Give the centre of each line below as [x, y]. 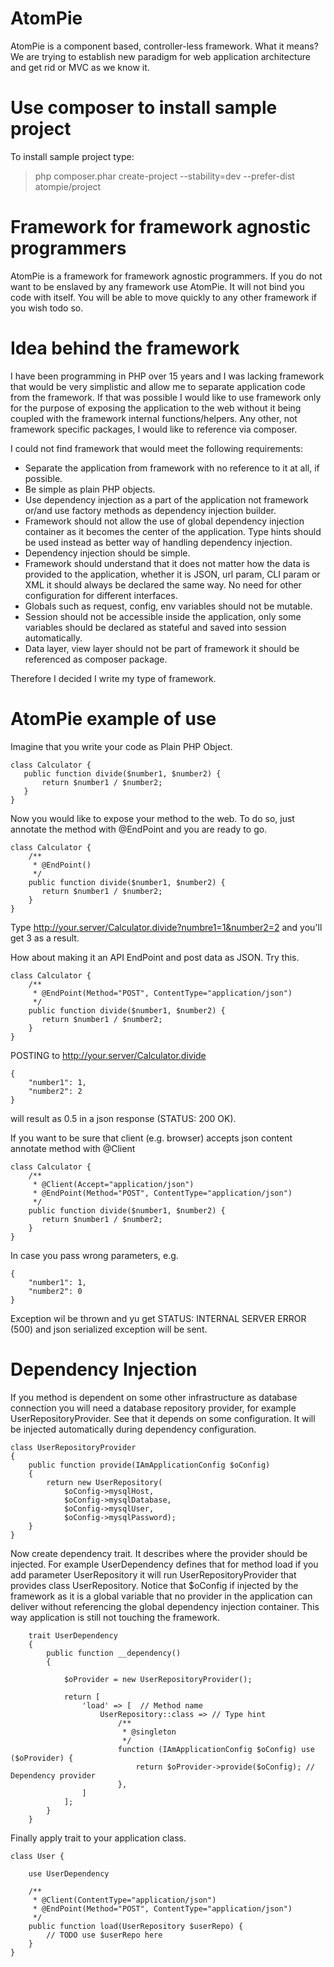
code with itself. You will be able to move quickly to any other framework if [163, 297]
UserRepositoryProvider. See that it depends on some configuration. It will [163, 1418]
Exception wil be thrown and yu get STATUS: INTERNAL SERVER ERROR [158, 1318]
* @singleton [149, 1732]
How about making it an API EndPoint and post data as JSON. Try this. [155, 957]
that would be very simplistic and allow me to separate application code [158, 386]
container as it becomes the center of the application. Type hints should [173, 531]
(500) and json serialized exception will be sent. [109, 1329]
